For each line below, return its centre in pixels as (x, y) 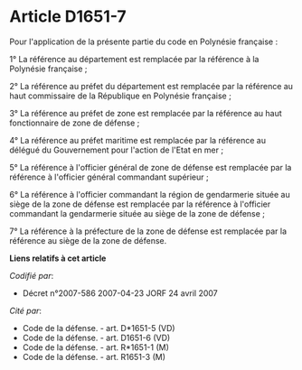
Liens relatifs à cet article (58, 258)
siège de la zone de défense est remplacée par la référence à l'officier (140, 204)
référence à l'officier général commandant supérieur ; (109, 177)
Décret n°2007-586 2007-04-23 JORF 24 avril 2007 (120, 293)
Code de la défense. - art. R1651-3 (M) (94, 356)
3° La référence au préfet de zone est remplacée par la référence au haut (146, 113)
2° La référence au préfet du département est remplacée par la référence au (151, 86)
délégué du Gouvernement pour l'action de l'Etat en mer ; (117, 150)
